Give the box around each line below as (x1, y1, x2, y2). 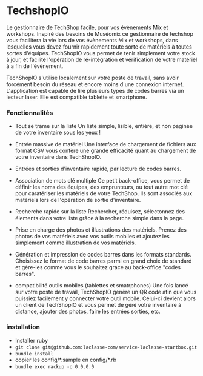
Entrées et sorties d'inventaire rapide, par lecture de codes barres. (15, 165, 182, 173)
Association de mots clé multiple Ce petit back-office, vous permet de (15, 177, 190, 184)
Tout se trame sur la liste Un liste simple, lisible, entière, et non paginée (15, 123, 193, 130)
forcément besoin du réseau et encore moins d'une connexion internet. (6, 80, 184, 88)
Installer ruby (15, 337, 48, 344)
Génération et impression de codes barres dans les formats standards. (15, 251, 192, 258)
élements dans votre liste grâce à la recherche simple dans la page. (15, 215, 184, 222)
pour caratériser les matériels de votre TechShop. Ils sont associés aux (15, 190, 193, 197)
